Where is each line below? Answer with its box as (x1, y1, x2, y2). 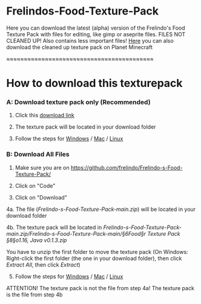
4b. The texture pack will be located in (6, 224, 102, 231)
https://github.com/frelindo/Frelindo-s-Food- (70, 164, 183, 171)
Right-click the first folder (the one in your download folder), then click (6, 254, 182, 262)
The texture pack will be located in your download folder (15, 123, 156, 131)
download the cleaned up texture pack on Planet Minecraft (6, 44, 153, 51)
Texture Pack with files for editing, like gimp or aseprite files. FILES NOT (6, 30, 186, 37)
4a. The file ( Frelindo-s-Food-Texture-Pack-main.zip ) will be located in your (6, 205, 196, 213)
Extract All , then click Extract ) (6, 261, 81, 268)
